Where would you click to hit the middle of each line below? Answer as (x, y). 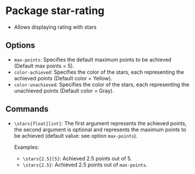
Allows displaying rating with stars (55, 27)
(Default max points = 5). (44, 66)
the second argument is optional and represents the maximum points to (100, 129)
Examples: (26, 147)
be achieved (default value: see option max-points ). (76, 135)
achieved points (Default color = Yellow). (63, 78)
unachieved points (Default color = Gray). (64, 91)
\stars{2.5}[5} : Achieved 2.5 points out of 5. (77, 158)
